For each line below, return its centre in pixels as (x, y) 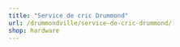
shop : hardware (34, 30)
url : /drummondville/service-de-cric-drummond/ (90, 23)
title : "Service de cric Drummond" (69, 16)
